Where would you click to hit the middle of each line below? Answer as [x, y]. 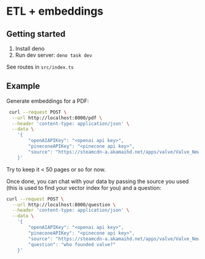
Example [23, 86]
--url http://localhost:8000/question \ [64, 205]
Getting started [36, 34]
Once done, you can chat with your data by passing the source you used [98, 181]
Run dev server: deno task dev [54, 55]
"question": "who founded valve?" [72, 244]
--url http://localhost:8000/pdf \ [57, 118]
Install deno [30, 48]
